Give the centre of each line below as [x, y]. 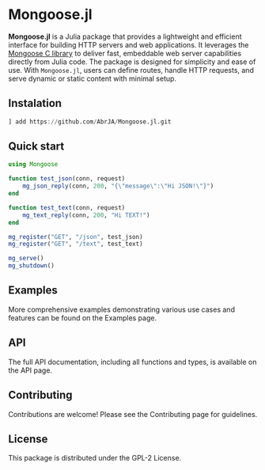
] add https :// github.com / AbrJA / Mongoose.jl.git [90, 121]
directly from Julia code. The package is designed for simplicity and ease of [132, 62]
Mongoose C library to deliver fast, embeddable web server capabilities [125, 53]
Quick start [36, 147]
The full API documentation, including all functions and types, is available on [132, 362]
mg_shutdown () [32, 266]
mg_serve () [26, 259]
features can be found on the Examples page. [82, 317]
